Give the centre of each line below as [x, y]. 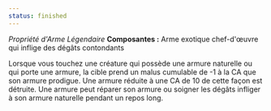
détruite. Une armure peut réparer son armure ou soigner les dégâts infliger [135, 89]
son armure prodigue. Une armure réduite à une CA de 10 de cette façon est [135, 80]
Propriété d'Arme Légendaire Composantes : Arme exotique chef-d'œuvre [133, 39]
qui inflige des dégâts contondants [66, 47]
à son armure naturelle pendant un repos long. [86, 97]
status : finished [38, 16]
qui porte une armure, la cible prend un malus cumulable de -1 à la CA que [133, 72]
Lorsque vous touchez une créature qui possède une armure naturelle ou [131, 63]
